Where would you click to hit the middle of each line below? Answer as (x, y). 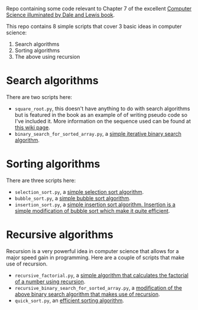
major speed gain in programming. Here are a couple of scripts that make (95, 257)
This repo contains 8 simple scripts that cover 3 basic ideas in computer (94, 26)
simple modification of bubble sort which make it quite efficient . (92, 210)
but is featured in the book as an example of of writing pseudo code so (101, 114)
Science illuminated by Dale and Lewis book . (61, 15)
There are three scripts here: (41, 180)
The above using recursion (47, 57)
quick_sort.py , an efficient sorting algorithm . (69, 300)
